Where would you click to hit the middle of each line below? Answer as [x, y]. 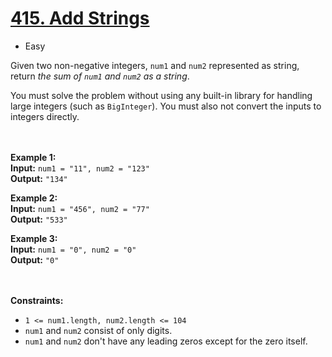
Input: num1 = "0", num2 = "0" [73, 249]
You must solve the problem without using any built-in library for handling [161, 95]
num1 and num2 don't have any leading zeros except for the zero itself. [166, 341]
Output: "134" [39, 178]
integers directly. [45, 116]
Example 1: [33, 157]
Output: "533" [39, 219]
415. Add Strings [80, 18]
